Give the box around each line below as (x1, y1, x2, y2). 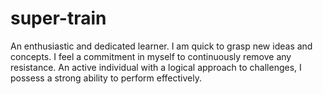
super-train (10, 7, 107, 30)
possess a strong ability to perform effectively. (10, 72, 202, 84)
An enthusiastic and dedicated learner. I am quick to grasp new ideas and (10, 40, 313, 52)
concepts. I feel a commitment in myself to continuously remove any (10, 50, 292, 62)
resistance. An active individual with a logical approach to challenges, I (10, 61, 302, 73)
